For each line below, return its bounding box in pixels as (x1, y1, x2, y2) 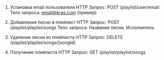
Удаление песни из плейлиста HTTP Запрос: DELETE (9, 34, 123, 40)
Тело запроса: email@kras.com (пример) (9, 9, 97, 15)
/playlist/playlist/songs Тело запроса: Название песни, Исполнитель (9, 24, 154, 30)
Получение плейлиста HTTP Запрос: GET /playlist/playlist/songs (9, 49, 146, 55)
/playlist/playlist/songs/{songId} (9, 39, 76, 45)
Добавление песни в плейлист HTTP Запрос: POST (9, 19, 120, 25)
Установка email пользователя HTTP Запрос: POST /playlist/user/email (9, 4, 159, 10)
